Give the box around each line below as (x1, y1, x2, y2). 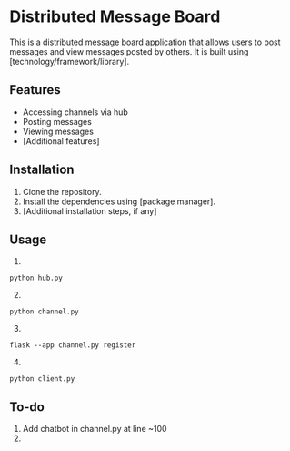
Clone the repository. (22, 186, 102, 197)
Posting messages (22, 116, 93, 127)
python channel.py (9, 307, 79, 316)
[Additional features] (22, 135, 100, 147)
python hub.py (9, 273, 64, 283)
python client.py (9, 374, 75, 384)
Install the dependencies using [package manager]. (22, 196, 216, 207)
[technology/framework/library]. (9, 56, 130, 67)
